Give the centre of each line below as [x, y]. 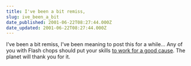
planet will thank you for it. [38, 57]
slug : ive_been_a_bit [33, 17]
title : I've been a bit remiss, [46, 11]
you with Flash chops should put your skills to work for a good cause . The [96, 51]
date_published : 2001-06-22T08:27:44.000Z [59, 22]
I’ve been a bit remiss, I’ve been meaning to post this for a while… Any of [94, 44]
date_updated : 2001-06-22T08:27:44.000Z [57, 28]
